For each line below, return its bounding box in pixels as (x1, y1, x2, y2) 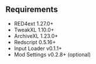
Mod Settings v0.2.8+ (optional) (13, 51, 91, 58)
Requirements (5, 5, 58, 15)
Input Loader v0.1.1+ (13, 45, 63, 52)
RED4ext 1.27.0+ (13, 20, 54, 27)
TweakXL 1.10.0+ (13, 26, 54, 33)
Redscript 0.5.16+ (13, 38, 56, 45)
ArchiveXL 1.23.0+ (13, 32, 59, 40)
